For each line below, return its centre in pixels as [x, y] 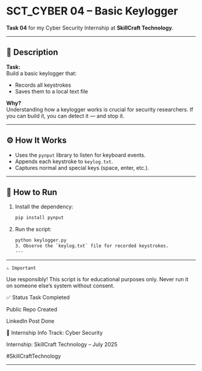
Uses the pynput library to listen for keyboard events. [80, 155]
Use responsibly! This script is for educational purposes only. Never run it [97, 279]
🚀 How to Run [32, 192]
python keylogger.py [41, 240]
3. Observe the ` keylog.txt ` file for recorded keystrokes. [92, 246]
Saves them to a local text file [51, 91]
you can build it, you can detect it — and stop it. [65, 116]
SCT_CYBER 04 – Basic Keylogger [92, 11]
